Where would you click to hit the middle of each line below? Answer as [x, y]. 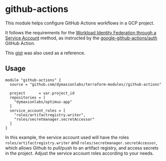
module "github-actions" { [33, 80]
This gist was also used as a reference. [45, 53]
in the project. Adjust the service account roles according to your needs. [80, 153]
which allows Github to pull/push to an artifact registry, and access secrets [82, 148]
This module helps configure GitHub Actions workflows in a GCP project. [80, 23]
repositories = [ [28, 97]
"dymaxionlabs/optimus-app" [43, 102]
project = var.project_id [42, 93]
